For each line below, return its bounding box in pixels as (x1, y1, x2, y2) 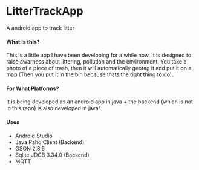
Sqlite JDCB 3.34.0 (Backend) (15, 151, 90, 159)
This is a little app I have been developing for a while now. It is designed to (6, 51, 192, 59)
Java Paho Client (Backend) (15, 138, 85, 146)
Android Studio (15, 132, 53, 139)
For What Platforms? (6, 85, 59, 92)
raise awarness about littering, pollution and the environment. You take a (6, 58, 187, 65)
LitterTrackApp (6, 4, 83, 18)
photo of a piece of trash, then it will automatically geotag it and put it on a (6, 65, 192, 72)
